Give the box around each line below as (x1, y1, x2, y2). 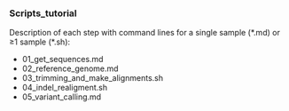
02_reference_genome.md (21, 63, 119, 74)
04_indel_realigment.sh (21, 83, 108, 93)
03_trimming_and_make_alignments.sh (21, 73, 164, 83)
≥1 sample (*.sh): (9, 36, 71, 47)
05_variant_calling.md (21, 91, 102, 102)
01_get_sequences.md (21, 54, 104, 65)
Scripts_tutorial (9, 7, 77, 20)
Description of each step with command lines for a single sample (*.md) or (9, 28, 281, 38)
